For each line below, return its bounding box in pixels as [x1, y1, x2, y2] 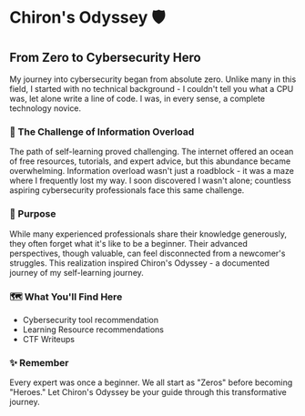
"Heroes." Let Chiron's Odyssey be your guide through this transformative [9, 387, 287, 398]
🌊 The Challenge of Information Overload [9, 125, 195, 137]
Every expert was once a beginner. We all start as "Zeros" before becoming [9, 377, 293, 388]
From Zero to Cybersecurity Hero [9, 49, 202, 65]
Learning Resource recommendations [22, 324, 164, 335]
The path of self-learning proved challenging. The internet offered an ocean [9, 147, 294, 157]
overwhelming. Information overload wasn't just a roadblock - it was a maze [9, 166, 294, 177]
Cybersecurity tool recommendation [22, 314, 159, 325]
